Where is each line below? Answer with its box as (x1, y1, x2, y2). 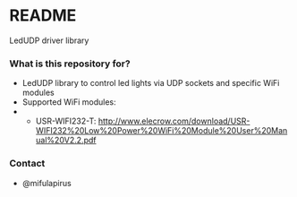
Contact (9, 158, 46, 170)
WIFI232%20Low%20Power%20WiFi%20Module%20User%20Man (35, 125, 288, 136)
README (9, 5, 77, 26)
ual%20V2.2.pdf (35, 135, 97, 146)
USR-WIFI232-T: (35, 116, 97, 126)
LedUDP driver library (9, 35, 89, 46)
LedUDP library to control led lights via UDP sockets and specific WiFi (21, 78, 280, 89)
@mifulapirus (21, 177, 72, 188)
